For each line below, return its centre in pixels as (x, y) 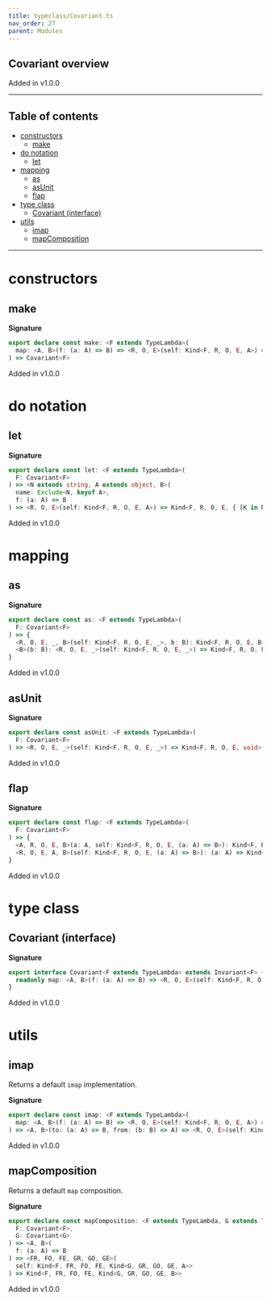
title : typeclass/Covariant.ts (61, 16)
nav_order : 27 (32, 23)
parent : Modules (35, 31)
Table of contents (53, 116)
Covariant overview (59, 63)
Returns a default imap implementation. (73, 1085)
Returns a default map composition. (66, 1190)
